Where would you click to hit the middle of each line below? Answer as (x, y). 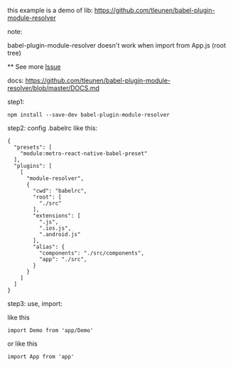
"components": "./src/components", (91, 253)
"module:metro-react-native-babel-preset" (84, 154)
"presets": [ (33, 147)
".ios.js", (55, 228)
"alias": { (49, 247)
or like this (22, 344)
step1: (16, 102)
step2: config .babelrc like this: (53, 128)
